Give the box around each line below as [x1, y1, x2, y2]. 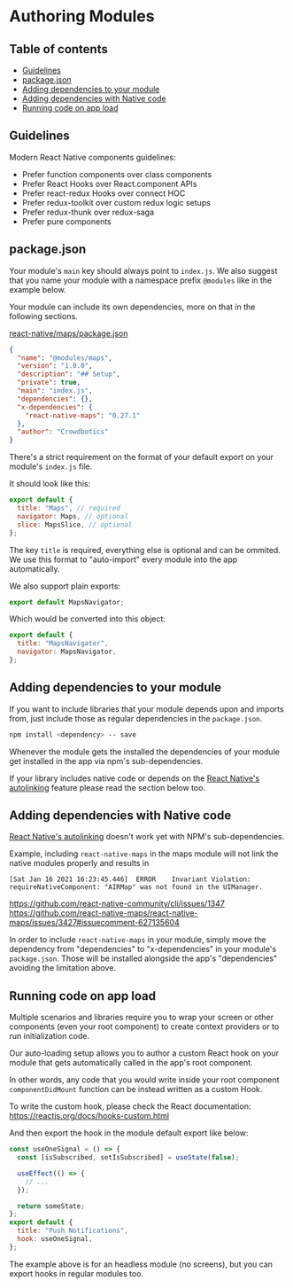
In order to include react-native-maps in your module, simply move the [9, 934, 266, 945]
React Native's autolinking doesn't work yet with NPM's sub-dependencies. [9, 831, 285, 842]
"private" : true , [17, 379, 81, 387]
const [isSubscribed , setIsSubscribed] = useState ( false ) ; [17, 1153, 240, 1162]
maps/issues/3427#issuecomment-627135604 [9, 917, 180, 928]
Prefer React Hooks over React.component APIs [21, 178, 197, 189]
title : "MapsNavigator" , [17, 639, 109, 648]
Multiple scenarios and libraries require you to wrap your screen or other [9, 1012, 274, 1023]
